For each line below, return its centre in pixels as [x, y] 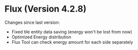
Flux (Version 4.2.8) [45, 9]
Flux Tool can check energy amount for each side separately [72, 42]
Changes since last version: [32, 22]
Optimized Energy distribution [41, 37]
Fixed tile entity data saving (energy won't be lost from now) [72, 32]
